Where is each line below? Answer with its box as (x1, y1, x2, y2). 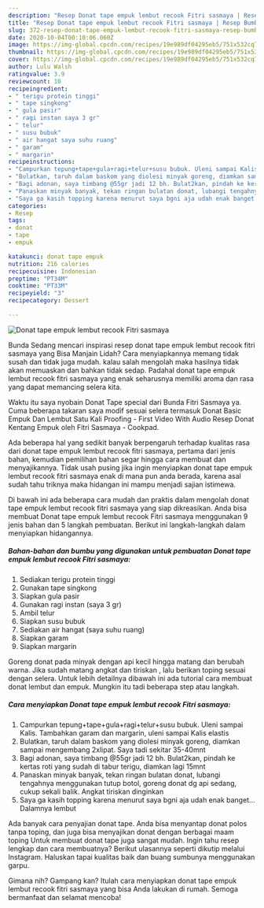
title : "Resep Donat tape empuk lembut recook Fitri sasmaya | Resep (8, 19, 241, 27)
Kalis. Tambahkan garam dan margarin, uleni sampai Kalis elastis (19, 728, 229, 737)
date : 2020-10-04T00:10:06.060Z (8, 33, 114, 42)
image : (8, 41, 30, 49)
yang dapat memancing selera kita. (8, 382, 122, 391)
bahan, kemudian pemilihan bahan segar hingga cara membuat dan (8, 454, 226, 464)
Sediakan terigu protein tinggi (19, 574, 115, 584)
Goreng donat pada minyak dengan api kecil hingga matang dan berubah (8, 657, 245, 666)
